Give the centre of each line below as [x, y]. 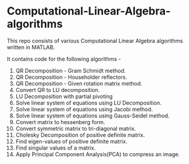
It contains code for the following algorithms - [64, 59]
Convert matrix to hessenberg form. [60, 122]
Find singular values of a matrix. [55, 148]
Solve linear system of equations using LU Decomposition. [89, 103]
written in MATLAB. [31, 47]
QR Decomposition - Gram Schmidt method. [71, 70]
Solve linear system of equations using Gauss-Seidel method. [93, 116]
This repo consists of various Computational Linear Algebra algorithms [95, 41]
